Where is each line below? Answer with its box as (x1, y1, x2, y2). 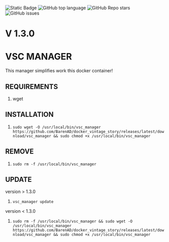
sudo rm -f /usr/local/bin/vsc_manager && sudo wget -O (12, 219, 133, 224)
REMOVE (5, 147, 34, 156)
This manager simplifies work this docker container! (5, 68, 113, 74)
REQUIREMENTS (5, 82, 58, 91)
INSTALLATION (5, 110, 54, 119)
